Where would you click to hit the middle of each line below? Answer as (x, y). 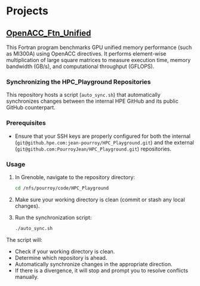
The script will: (24, 239)
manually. (27, 276)
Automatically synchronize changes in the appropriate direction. (93, 264)
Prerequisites (26, 123)
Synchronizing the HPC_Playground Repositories (79, 82)
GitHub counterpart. (31, 107)
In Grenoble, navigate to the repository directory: (75, 177)
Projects (27, 11)
